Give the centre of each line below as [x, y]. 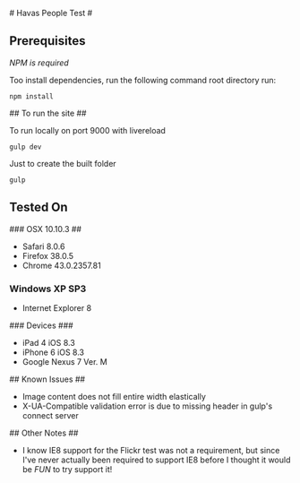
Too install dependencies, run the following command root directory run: [143, 80]
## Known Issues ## [47, 379]
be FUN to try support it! [67, 469]
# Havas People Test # [51, 13]
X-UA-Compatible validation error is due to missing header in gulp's [147, 406]
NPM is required [39, 63]
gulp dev [26, 147]
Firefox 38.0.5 [48, 255]
